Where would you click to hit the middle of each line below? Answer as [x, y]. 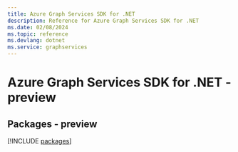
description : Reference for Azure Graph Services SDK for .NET [103, 21]
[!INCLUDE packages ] [40, 141]
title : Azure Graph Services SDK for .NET [71, 14]
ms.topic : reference [38, 34]
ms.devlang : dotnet [36, 41]
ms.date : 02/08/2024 [38, 27]
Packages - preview [52, 124]
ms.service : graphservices [47, 47]
